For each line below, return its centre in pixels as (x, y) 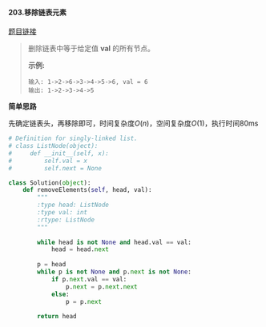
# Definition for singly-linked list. (73, 139)
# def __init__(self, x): (59, 153)
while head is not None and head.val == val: (115, 242)
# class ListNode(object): (53, 146)
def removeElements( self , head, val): (87, 190)
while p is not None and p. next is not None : (115, 272)
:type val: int (62, 213)
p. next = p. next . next (101, 287)
